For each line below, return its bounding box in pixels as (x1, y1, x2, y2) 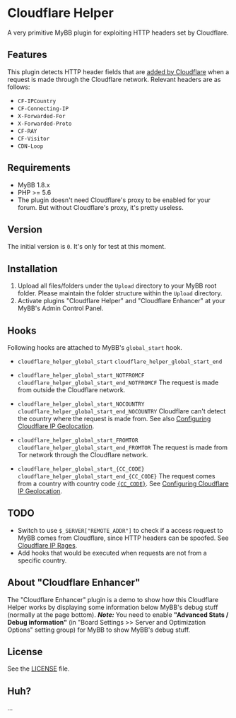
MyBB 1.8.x (17, 180, 51, 189)
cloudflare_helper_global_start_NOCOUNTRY (17, 401, 145, 408)
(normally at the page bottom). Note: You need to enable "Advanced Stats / (7, 610, 229, 619)
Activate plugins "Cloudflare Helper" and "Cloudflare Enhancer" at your (17, 297, 226, 305)
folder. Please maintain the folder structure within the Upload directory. (17, 289, 223, 298)
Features (7, 49, 47, 61)
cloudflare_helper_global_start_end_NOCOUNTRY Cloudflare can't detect (17, 407, 226, 415)
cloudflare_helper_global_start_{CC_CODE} (17, 466, 145, 473)
